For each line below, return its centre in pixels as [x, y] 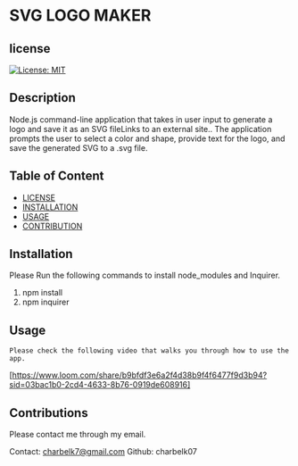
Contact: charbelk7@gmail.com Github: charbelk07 [103, 452]
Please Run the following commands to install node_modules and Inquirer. [145, 275]
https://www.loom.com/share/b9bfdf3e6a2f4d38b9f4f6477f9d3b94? [140, 375]
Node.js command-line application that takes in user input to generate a [141, 119]
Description [42, 98]
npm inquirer [46, 302]
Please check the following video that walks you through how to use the [149, 351]
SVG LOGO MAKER [80, 16]
